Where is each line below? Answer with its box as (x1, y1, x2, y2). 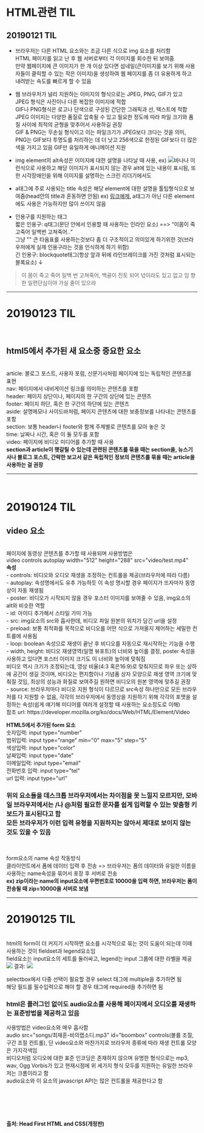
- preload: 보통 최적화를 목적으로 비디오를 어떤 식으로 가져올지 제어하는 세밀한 (6, 625, 191, 632)
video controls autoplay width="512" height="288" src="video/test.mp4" (6, 556, 189, 564)
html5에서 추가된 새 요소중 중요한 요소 (6, 346, 141, 356)
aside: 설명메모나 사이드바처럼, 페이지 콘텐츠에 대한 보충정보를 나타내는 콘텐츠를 (6, 407, 196, 415)
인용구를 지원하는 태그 (15, 213, 68, 220)
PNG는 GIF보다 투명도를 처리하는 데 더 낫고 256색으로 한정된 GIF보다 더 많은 (15, 136, 197, 143)
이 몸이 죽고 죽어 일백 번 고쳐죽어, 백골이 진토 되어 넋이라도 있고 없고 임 (21, 272, 189, 279)
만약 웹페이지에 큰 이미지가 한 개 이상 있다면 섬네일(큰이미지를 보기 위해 (15, 62, 184, 69)
